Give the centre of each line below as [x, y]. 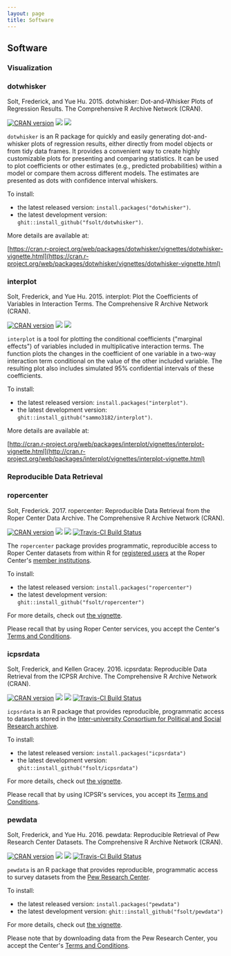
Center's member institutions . [49, 560]
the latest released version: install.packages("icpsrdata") [102, 752]
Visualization [30, 68]
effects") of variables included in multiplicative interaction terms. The [105, 346]
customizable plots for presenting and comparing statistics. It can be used [113, 159]
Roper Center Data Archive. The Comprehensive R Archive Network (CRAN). [116, 518]
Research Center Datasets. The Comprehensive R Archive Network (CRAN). [115, 842]
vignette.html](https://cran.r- [48, 256]
